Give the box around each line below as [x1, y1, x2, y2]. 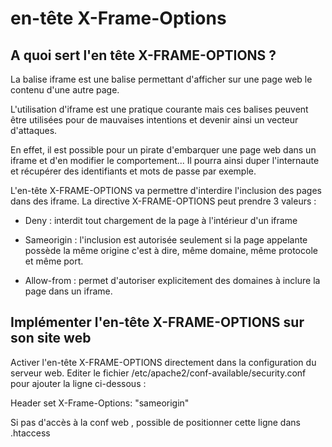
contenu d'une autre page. [10, 84, 120, 96]
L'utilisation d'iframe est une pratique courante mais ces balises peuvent [10, 103, 309, 115]
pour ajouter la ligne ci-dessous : [10, 377, 147, 389]
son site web [10, 330, 92, 347]
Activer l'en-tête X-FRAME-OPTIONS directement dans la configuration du [10, 356, 317, 368]
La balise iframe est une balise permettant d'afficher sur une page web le [10, 73, 313, 85]
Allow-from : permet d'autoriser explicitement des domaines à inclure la [24, 275, 321, 286]
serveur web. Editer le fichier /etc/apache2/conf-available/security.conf [10, 367, 307, 379]
